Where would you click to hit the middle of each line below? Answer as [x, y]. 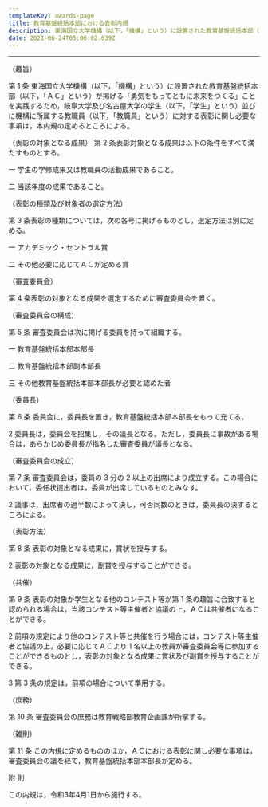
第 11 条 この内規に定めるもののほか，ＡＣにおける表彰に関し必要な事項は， [133, 751]
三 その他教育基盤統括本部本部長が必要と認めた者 [90, 383]
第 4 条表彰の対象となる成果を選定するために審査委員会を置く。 [114, 298]
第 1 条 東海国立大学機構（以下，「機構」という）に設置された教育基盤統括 [130, 86]
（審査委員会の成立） [43, 461]
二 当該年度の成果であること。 [58, 187]
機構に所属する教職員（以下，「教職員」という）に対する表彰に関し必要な [136, 116]
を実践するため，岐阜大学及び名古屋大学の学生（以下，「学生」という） [125, 106]
